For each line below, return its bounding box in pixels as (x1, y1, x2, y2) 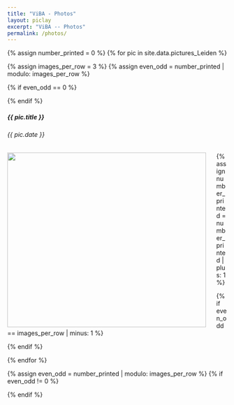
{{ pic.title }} (7, 112, 45, 121)
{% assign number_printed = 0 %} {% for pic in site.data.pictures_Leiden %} (7, 49, 227, 57)
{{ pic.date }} (7, 131, 45, 139)
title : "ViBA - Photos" (7, 10, 77, 17)
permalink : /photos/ (7, 29, 68, 37)
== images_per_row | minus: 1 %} (7, 329, 103, 337)
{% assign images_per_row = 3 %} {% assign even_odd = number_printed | (7, 62, 225, 71)
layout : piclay (7, 17, 52, 24)
